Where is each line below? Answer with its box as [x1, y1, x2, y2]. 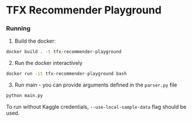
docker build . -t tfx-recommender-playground [6, 49, 122, 55]
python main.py [6, 93, 43, 99]
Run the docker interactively [14, 60, 83, 67]
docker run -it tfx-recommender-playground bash [6, 71, 127, 77]
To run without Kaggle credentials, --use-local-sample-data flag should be [6, 103, 187, 110]
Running [6, 25, 31, 33]
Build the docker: [14, 37, 56, 44]
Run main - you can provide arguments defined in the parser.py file [14, 81, 177, 88]
